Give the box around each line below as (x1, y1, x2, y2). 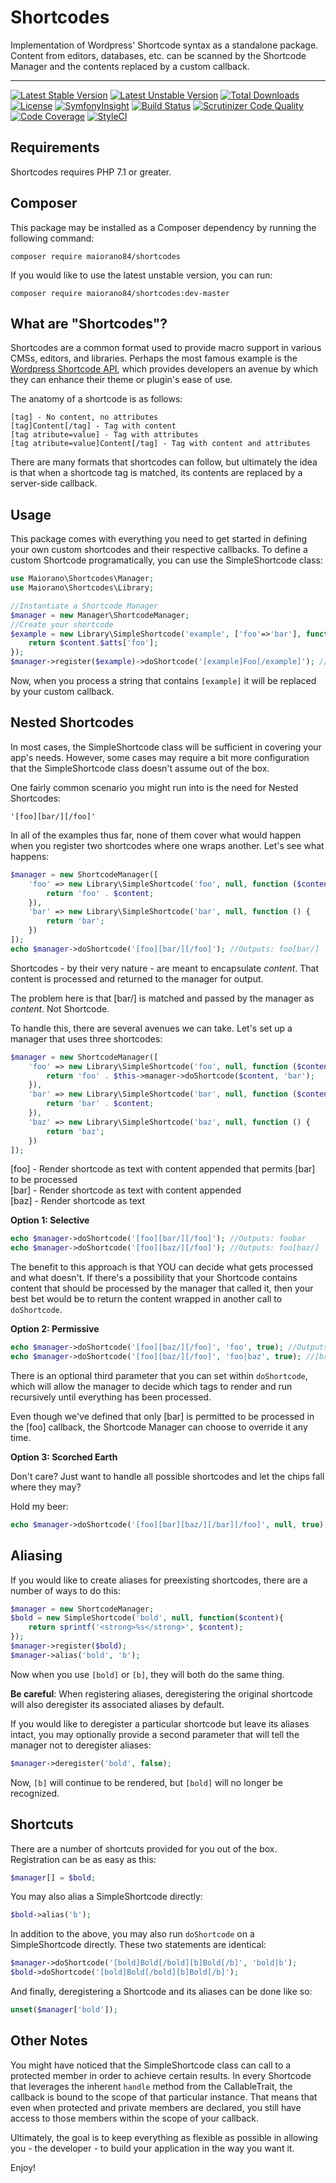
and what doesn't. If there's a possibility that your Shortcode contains (10, 1272, 298, 1284)
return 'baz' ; (46, 1126, 105, 1136)
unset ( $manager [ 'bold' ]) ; (10, 2005, 118, 2015)
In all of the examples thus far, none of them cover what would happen (10, 829, 302, 841)
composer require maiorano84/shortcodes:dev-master (10, 288, 230, 298)
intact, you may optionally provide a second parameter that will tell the (10, 1728, 300, 1740)
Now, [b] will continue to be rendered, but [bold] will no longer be (10, 1776, 283, 1788)
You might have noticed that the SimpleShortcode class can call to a (10, 2059, 292, 2071)
